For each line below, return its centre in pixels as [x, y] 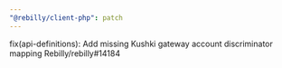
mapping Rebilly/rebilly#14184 [65, 53]
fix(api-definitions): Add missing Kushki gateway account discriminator [141, 44]
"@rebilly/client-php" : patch [66, 18]
